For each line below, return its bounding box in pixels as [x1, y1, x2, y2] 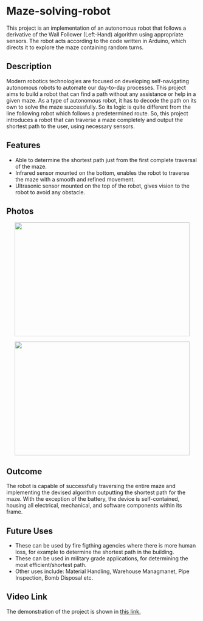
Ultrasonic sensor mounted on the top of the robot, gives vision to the [15, 182, 190, 189]
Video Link [6, 592, 47, 602]
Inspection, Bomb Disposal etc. [15, 574, 93, 581]
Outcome [6, 466, 43, 477]
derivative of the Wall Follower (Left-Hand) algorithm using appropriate [6, 30, 184, 38]
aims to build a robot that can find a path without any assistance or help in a [6, 90, 196, 98]
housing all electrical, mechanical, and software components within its [6, 502, 182, 509]
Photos [6, 206, 34, 216]
